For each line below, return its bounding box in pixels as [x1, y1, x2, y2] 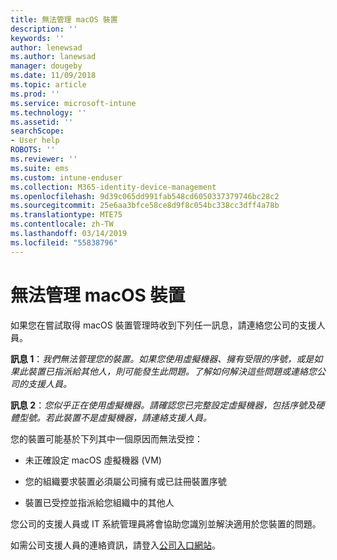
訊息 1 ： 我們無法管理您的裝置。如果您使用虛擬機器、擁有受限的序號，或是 [10, 352, 315, 365]
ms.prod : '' [10, 89, 60, 99]
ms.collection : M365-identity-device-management [10, 182, 217, 192]
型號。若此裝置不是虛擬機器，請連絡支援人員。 [18, 411, 212, 423]
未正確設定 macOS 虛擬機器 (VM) [24, 454, 162, 466]
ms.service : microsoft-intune [10, 98, 137, 108]
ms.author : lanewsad [10, 52, 97, 62]
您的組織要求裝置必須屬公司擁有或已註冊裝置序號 [24, 475, 227, 487]
